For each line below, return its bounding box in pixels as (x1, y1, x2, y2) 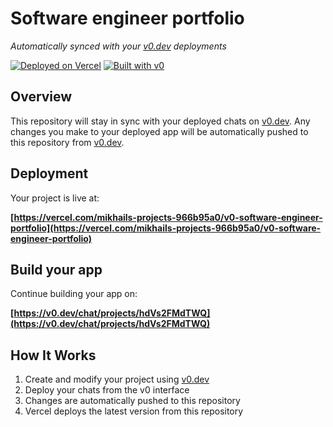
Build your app (10, 261, 103, 278)
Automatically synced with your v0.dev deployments (10, 40, 227, 52)
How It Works (10, 347, 97, 364)
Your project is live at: (10, 192, 100, 204)
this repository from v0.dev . (10, 136, 125, 148)
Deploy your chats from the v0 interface (24, 384, 190, 396)
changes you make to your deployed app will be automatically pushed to (10, 125, 309, 137)
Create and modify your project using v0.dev (24, 373, 210, 386)
